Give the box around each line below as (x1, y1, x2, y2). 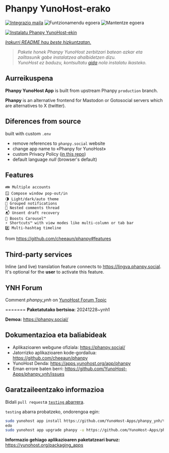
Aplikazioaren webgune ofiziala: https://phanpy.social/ (12, 344, 126, 350)
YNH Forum (5, 284, 43, 292)
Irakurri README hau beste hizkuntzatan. (5, 39, 92, 45)
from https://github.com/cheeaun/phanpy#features (5, 236, 112, 242)
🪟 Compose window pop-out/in (5, 191, 68, 196)
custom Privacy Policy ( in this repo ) (12, 151, 87, 157)
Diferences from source (5, 117, 81, 126)
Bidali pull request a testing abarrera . (5, 399, 84, 405)
